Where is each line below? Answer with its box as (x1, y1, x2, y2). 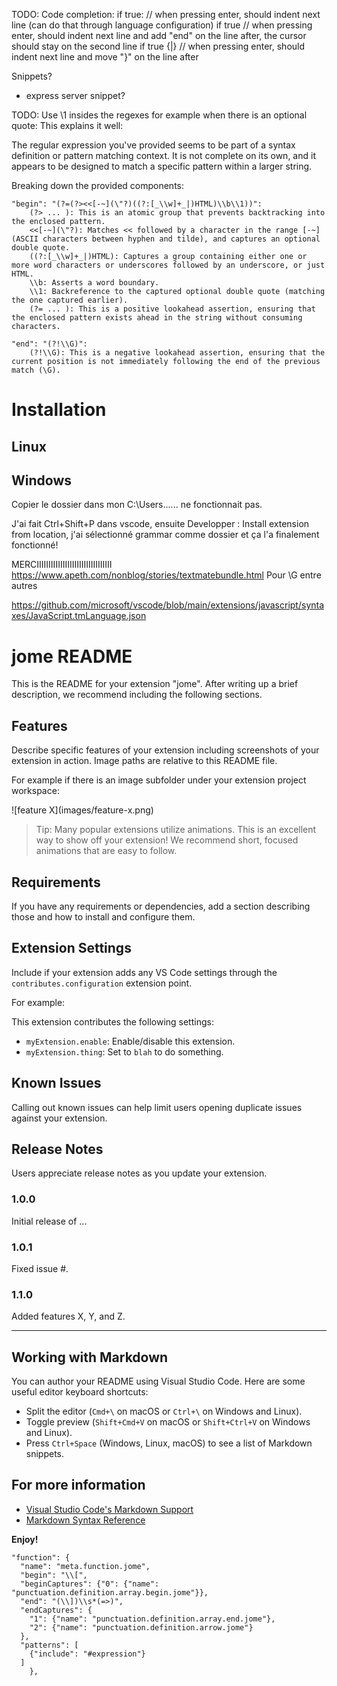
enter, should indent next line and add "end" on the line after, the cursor (11, 30, 307, 41)
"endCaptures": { (20, 1605, 93, 1615)
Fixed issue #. (11, 1262, 69, 1274)
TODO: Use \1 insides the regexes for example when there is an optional (11, 109, 308, 121)
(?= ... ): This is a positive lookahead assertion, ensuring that (29, 304, 316, 314)
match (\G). (11, 365, 61, 375)
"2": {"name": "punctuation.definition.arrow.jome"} (29, 1622, 254, 1633)
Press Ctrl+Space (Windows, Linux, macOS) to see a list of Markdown (25, 1437, 313, 1449)
